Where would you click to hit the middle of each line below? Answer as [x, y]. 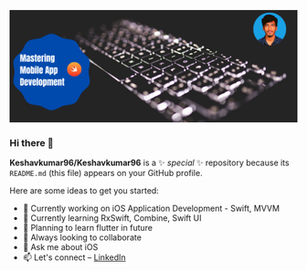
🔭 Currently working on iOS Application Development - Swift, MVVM [151, 208]
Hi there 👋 [32, 142]
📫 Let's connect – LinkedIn [74, 257]
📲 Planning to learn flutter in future [88, 228]
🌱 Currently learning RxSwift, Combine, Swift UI [112, 218]
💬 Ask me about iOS [60, 247]
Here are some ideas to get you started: [85, 191]
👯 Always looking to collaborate [82, 237]
